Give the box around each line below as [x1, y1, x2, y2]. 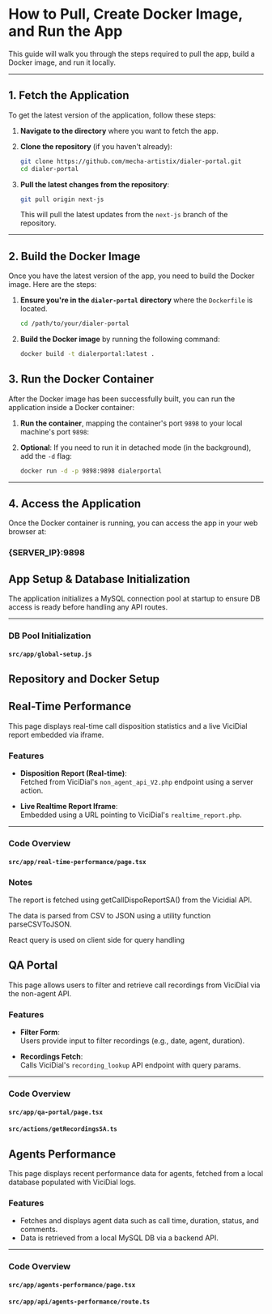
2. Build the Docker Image [8, 249, 141, 263]
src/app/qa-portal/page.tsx [8, 1108, 104, 1116]
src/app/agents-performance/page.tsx [8, 1281, 136, 1289]
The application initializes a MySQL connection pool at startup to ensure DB [8, 593, 261, 604]
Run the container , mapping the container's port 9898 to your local [19, 418, 243, 428]
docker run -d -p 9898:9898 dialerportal [19, 467, 163, 475]
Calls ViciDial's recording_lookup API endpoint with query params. [19, 1060, 241, 1070]
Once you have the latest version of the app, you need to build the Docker [8, 271, 255, 280]
